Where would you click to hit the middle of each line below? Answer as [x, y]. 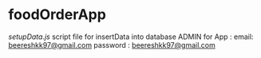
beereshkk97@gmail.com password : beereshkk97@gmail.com [112, 44]
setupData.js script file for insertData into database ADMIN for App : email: [131, 37]
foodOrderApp [57, 15]
